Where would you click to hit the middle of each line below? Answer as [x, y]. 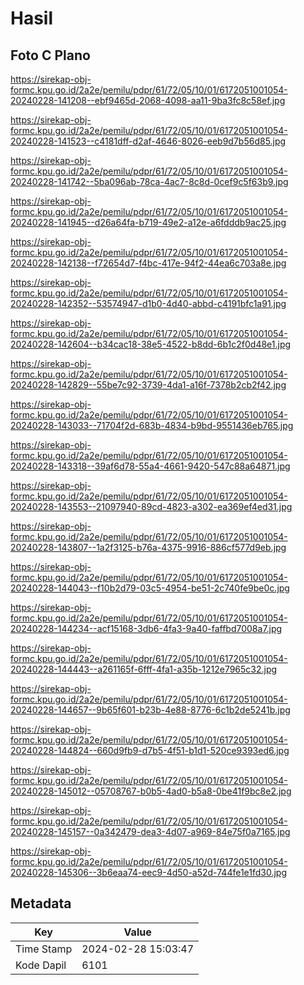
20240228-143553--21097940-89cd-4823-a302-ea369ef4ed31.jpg [151, 506]
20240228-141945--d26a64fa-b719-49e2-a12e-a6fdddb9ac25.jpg [148, 222]
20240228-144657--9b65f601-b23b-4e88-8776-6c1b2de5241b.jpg [150, 710]
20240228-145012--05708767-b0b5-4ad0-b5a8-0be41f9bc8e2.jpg [151, 791]
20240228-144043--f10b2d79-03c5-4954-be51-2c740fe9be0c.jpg [150, 588]
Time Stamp [44, 949]
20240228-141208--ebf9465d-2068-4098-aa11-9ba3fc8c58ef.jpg [148, 100]
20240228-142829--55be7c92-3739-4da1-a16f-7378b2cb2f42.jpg [148, 385]
